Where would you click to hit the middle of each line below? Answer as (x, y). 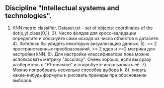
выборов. (22, 80)
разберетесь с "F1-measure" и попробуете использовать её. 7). (80, 64)
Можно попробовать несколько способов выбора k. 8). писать (79, 70)
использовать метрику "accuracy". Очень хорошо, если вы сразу (82, 59)
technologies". (29, 16)
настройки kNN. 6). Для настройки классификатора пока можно (81, 54)
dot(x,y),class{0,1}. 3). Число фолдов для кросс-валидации (74, 33)
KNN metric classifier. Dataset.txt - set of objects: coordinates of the (82, 28)
